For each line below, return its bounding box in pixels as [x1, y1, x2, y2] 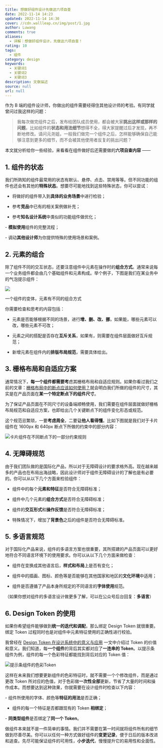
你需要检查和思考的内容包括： [5, 306, 65, 312]
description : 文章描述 [5, 79, 48, 84]
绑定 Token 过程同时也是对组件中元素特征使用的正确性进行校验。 [5, 629, 135, 635]
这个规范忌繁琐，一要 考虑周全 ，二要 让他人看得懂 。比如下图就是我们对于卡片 [5, 417, 158, 423]
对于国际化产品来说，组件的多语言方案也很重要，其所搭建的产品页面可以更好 [5, 546, 158, 552]
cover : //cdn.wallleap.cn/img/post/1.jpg [5, 20, 90, 26]
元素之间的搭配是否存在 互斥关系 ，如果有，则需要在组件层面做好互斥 [12, 333, 148, 338]
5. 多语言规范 [5, 533, 45, 541]
